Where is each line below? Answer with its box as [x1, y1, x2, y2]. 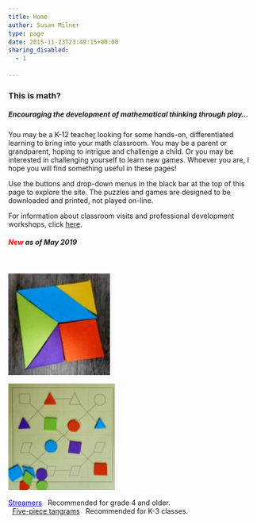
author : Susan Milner [8, 21, 80, 29]
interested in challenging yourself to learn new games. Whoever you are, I [8, 155, 250, 164]
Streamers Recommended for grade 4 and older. [8, 498, 171, 507]
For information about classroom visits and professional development [8, 211, 235, 220]
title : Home [8, 13, 48, 21]
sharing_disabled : [8, 46, 69, 55]
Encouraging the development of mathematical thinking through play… [8, 109, 249, 119]
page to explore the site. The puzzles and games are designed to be [8, 187, 232, 197]
